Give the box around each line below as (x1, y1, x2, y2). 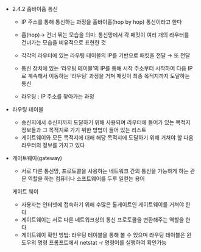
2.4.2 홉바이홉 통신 (12, 5, 58, 12)
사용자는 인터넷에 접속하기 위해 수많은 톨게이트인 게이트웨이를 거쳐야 (21, 201, 185, 208)
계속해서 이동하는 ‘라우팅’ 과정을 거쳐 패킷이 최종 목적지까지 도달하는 (27, 72, 190, 79)
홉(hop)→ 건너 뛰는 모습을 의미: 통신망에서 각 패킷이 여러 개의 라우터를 (21, 31, 189, 38)
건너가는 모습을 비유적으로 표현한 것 (21, 39, 107, 46)
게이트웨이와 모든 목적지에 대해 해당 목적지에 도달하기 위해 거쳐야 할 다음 (21, 134, 194, 141)
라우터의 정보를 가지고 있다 (21, 142, 85, 149)
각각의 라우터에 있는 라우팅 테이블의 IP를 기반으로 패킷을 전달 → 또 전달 (21, 52, 191, 59)
